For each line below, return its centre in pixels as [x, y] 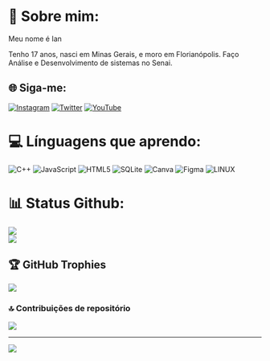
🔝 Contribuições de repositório [70, 309]
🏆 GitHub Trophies [57, 265]
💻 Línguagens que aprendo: [105, 141]
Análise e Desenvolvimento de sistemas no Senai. [90, 63]
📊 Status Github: [66, 203]
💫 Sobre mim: [54, 16]
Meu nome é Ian [35, 39]
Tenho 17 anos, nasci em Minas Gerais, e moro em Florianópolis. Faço [124, 54]
